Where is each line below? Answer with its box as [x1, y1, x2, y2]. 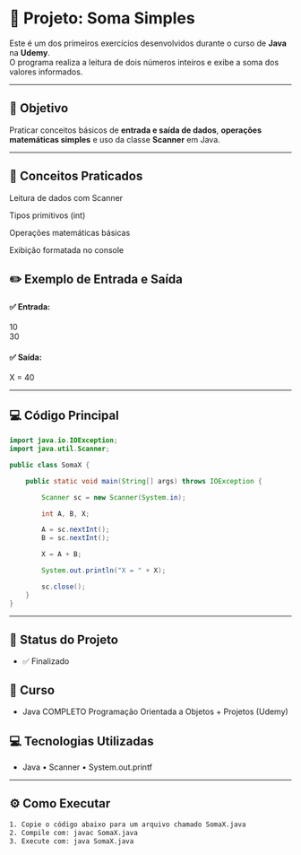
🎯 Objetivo [9, 100, 69, 116]
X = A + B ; [41, 550, 82, 559]
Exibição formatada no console [9, 244, 125, 255]
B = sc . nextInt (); [41, 534, 110, 543]
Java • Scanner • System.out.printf [21, 762, 153, 772]
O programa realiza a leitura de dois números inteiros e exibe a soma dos [9, 57, 279, 67]
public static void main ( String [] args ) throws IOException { [25, 476, 262, 485]
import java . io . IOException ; [9, 436, 118, 445]
